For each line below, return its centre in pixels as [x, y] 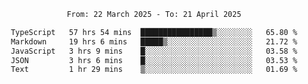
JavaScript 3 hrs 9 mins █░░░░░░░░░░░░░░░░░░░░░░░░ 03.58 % [154, 51]
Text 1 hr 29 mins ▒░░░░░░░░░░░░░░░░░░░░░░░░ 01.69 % [154, 70]
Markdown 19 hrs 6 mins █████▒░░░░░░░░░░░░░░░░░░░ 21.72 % [154, 41]
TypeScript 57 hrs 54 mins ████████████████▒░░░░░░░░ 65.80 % [154, 32]
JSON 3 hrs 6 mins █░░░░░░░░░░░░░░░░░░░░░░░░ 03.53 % [154, 60]
